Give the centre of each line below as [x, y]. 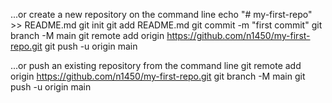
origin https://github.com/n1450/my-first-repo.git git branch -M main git [158, 76]
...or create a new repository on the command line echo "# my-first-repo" [161, 14]
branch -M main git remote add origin [87, 35]
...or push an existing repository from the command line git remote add [156, 65]
